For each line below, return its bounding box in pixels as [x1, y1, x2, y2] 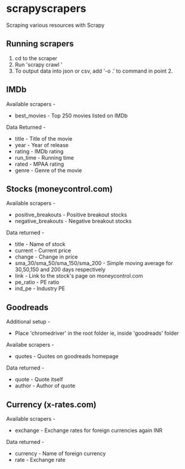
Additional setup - [6, 318, 51, 325]
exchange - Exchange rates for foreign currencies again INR [14, 427, 163, 434]
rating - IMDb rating [14, 148, 64, 155]
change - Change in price [14, 253, 78, 260]
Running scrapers [6, 39, 74, 49]
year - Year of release [14, 141, 69, 148]
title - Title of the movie [14, 135, 73, 142]
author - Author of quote [14, 382, 76, 389]
